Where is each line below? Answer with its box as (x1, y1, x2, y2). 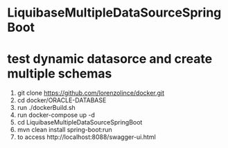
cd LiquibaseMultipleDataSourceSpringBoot (17, 118, 143, 127)
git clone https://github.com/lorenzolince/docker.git (17, 89, 165, 98)
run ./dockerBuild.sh (17, 104, 76, 112)
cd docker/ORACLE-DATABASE (17, 96, 107, 104)
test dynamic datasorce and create (7, 51, 213, 67)
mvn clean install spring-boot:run (17, 126, 112, 134)
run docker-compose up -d (17, 111, 96, 119)
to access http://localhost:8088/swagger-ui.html (17, 133, 156, 141)
